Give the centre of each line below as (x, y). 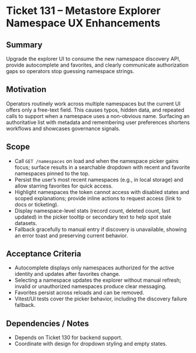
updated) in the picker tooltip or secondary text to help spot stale (93, 217)
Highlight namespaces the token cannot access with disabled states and (102, 192)
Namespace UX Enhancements (83, 23)
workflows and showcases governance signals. (63, 128)
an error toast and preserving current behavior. (71, 236)
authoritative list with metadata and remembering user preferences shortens (98, 122)
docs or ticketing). (37, 204)
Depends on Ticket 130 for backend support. (68, 338)
